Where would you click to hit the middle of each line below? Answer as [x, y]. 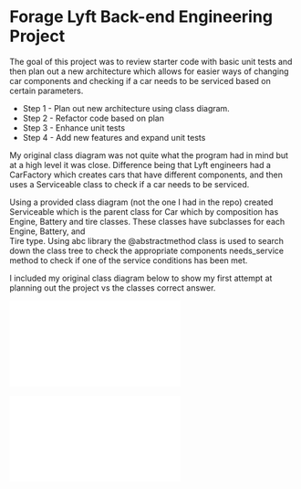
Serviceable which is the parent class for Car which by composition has [144, 211]
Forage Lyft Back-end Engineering [141, 17]
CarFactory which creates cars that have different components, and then [146, 175]
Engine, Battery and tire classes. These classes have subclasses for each [147, 221]
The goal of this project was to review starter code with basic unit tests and [151, 61]
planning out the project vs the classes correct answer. [113, 287]
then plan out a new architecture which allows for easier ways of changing [149, 71]
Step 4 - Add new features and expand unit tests [114, 137]
